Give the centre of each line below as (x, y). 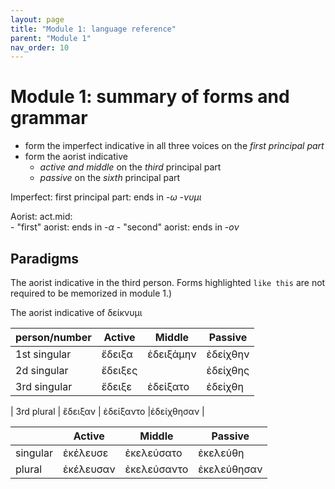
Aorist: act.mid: (41, 217)
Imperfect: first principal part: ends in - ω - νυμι (106, 197)
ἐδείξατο (168, 386)
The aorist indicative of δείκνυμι (76, 312)
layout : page (37, 19)
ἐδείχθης (228, 370)
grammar (49, 118)
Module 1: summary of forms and (150, 97)
